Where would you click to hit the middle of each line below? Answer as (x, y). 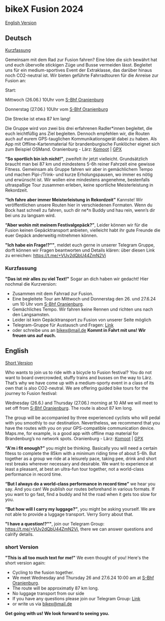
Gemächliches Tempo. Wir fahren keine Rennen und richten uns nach (82, 309)
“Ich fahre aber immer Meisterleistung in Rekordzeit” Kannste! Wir (74, 199)
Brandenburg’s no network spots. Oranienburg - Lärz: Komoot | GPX (74, 438)
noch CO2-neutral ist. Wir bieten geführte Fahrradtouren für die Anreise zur (82, 75)
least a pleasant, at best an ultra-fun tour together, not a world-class (75, 469)
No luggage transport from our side (48, 593)
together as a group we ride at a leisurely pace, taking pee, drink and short (81, 458)
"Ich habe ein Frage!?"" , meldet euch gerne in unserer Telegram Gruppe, (80, 245)
